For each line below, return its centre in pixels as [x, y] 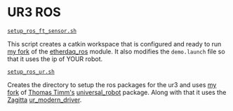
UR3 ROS [34, 12]
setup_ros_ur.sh [31, 72]
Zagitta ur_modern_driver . [45, 100]
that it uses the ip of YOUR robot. [55, 59]
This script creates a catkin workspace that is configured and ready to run [114, 44]
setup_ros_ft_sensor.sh [42, 31]
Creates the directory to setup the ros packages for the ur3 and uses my [112, 84]
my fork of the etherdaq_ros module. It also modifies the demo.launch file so [116, 51]
